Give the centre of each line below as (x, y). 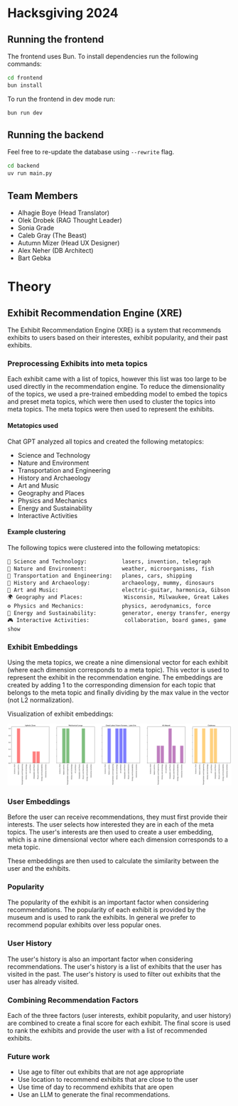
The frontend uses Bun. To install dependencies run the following (103, 56)
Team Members (43, 196)
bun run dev (25, 113)
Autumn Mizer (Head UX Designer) (69, 243)
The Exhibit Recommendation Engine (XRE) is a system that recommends (114, 330)
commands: (25, 64)
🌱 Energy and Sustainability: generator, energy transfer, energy (119, 613)
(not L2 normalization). (41, 700)
